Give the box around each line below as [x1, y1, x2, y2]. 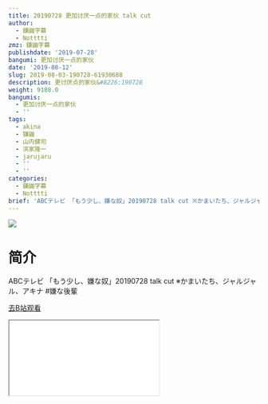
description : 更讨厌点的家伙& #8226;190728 [8, 78, 144, 86]
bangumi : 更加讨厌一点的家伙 [8, 57, 94, 65]
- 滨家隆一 [15, 145, 47, 153]
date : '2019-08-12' [8, 64, 73, 72]
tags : [8, 116, 26, 124]
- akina [15, 123, 41, 131]
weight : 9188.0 [8, 85, 59, 94]
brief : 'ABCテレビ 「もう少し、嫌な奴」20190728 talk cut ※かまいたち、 [8, 197, 234, 205]
